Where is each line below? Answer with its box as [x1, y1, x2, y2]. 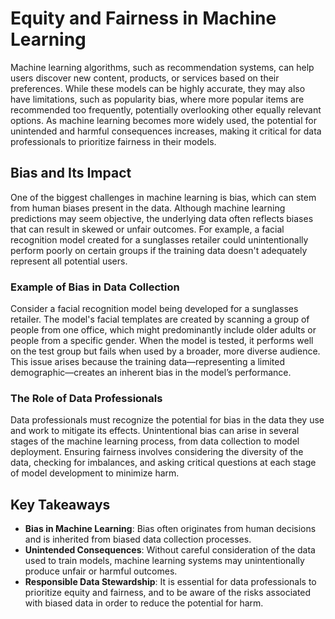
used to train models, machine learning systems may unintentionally [24, 555, 305, 567]
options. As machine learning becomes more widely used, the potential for [10, 114, 317, 126]
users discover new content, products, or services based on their [10, 72, 280, 84]
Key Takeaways [10, 496, 111, 513]
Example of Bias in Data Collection [10, 280, 180, 294]
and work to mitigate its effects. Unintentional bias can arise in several [10, 425, 300, 437]
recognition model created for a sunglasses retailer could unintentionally [10, 233, 309, 246]
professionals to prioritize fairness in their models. [10, 135, 217, 147]
